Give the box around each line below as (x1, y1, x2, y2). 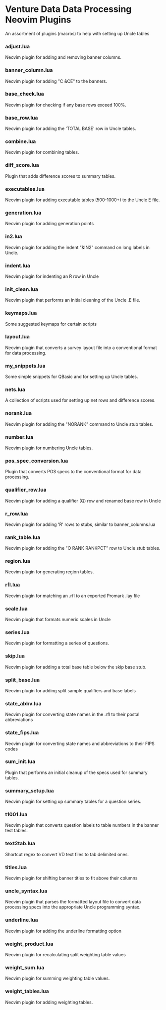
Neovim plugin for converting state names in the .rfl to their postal (5, 711, 140, 718)
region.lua (5, 558, 31, 565)
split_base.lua (5, 676, 40, 683)
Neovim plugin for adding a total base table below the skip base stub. (5, 664, 147, 670)
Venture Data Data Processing (5, 3, 132, 15)
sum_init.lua (5, 758, 36, 765)
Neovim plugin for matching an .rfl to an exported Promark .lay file (5, 593, 140, 599)
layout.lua (5, 333, 30, 340)
